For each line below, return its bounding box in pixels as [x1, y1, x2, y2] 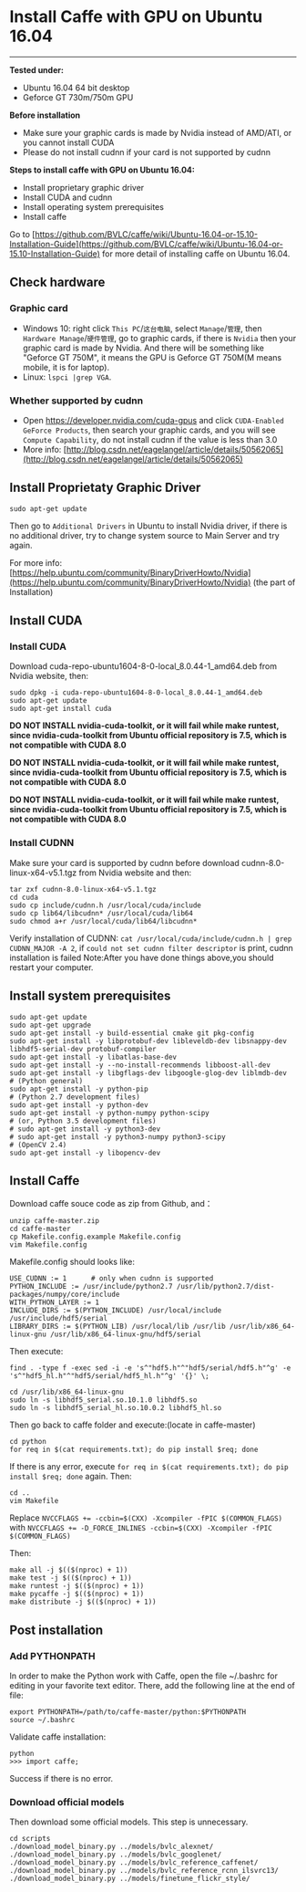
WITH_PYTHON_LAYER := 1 [9, 1298, 100, 1307]
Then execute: [9, 1346, 64, 1357]
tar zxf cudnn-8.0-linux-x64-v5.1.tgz [9, 884, 157, 894]
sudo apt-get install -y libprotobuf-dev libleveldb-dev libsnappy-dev [9, 1036, 287, 1046]
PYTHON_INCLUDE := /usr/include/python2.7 [9, 1282, 173, 1291]
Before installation [9, 110, 81, 120]
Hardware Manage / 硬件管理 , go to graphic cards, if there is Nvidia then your [22, 332, 297, 343]
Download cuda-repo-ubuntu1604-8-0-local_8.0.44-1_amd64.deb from [9, 661, 278, 672]
